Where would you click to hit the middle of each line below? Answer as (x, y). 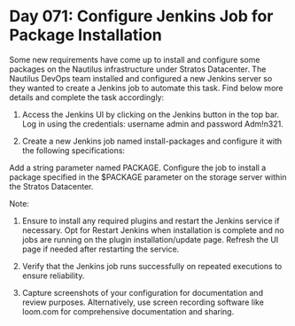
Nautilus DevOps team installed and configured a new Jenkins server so (141, 78)
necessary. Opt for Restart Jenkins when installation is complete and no (153, 230)
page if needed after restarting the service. (101, 249)
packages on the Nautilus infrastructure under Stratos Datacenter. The (138, 69)
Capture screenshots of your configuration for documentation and (143, 292)
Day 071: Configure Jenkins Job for (141, 16)
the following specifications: (74, 150)
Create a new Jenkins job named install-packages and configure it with (152, 141)
